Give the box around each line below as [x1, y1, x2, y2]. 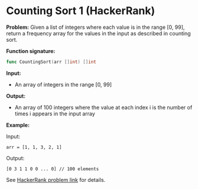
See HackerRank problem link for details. [6, 176, 106, 183]
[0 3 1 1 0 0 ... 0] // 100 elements [6, 166, 99, 172]
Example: [6, 121, 30, 128]
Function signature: [6, 47, 56, 54]
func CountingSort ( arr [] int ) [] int [6, 59, 96, 65]
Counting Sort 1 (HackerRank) [6, 4, 155, 18]
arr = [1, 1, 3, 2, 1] [6, 144, 62, 150]
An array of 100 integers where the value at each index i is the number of [14, 104, 193, 111]
